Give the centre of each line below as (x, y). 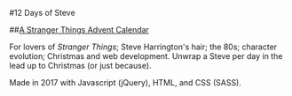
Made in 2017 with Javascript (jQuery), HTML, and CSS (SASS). (126, 82)
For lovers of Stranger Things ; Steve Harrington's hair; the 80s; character (143, 47)
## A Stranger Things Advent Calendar (79, 30)
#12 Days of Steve (42, 13)
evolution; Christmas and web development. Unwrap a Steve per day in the (146, 56)
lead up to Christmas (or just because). (81, 66)
